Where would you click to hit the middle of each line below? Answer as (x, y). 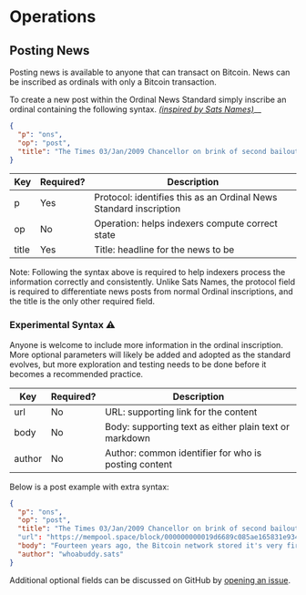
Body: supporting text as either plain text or (197, 426)
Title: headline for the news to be (164, 250)
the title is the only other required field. (82, 302)
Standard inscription (138, 209)
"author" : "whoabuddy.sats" (71, 554)
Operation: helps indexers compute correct (186, 223)
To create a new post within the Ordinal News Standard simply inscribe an (148, 99)
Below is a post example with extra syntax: (90, 487)
